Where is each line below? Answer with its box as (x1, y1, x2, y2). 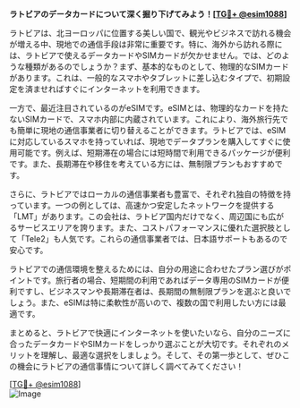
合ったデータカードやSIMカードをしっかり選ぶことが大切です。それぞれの (9, 339, 282, 349)
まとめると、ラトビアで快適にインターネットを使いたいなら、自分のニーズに (9, 327, 291, 338)
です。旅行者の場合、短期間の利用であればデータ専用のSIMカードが (32, 275, 282, 285)
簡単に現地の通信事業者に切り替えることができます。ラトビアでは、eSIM (16, 125, 287, 135)
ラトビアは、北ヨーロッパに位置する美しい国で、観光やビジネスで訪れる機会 (9, 28, 292, 38)
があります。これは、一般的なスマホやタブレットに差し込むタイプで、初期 (9, 72, 283, 83)
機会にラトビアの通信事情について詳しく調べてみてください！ (16, 361, 244, 371)
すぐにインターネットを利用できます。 (64, 84, 205, 94)
